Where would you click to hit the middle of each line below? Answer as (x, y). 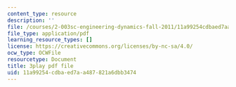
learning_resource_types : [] (50, 40)
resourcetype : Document (42, 60)
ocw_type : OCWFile (34, 53)
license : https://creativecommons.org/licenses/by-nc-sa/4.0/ (100, 46)
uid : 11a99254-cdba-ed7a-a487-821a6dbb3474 (72, 72)
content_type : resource (42, 14)
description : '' (31, 20)
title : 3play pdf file (40, 66)
